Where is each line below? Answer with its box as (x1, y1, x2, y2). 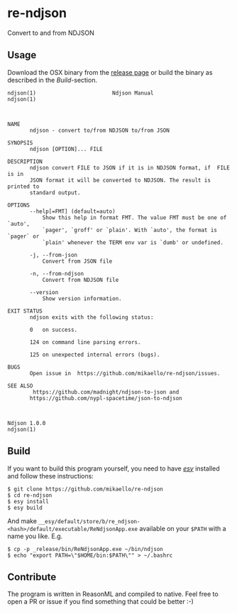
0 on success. (29, 326, 78, 333)
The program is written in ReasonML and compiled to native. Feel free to (7, 590, 219, 599)
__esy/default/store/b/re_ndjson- (38, 518, 140, 525)
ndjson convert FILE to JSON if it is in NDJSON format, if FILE (29, 164, 231, 172)
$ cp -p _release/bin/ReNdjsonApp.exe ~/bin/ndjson (7, 545, 163, 552)
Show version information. (42, 295, 122, 302)
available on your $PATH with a (139, 524, 226, 533)
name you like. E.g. (7, 532, 63, 540)
